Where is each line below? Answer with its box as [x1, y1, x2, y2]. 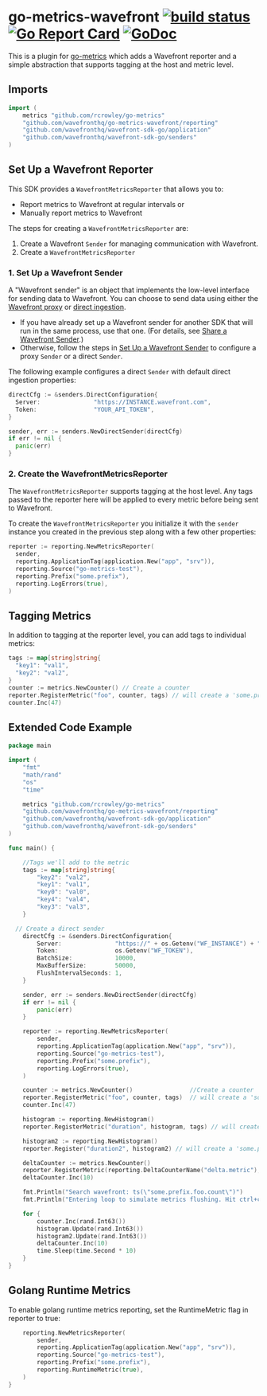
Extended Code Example [8, 721, 133, 734]
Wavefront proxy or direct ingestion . [8, 303, 126, 312]
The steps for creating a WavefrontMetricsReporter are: [8, 223, 189, 233]
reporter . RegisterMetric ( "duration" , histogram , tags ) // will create [22, 1123, 261, 1131]
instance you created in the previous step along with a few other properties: [8, 527, 257, 537]
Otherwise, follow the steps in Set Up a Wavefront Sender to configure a [19, 343, 257, 353]
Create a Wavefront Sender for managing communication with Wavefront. [19, 239, 258, 248]
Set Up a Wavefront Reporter [8, 163, 153, 177]
